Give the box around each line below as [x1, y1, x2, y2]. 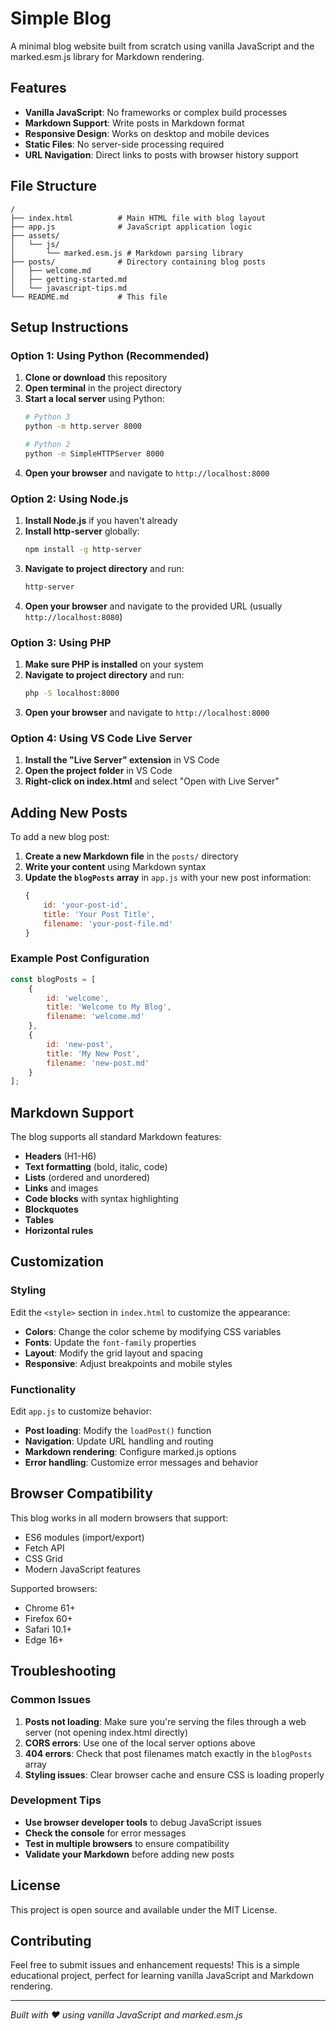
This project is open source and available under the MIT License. [10, 1903, 278, 1916]
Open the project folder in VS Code [24, 765, 173, 777]
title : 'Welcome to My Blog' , [46, 1002, 172, 1012]
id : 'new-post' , [46, 1039, 114, 1049]
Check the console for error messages [24, 1827, 187, 1839]
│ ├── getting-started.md [10, 274, 128, 284]
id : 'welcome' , [46, 993, 110, 1003]
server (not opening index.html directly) [24, 1726, 189, 1738]
